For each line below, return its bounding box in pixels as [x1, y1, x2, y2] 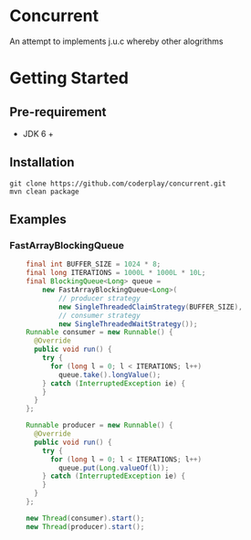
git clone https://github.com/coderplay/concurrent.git [9, 179, 226, 188]
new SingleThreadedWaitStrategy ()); [58, 319, 198, 329]
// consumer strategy [58, 311, 141, 320]
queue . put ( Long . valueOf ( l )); [58, 463, 170, 472]
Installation [9, 154, 75, 170]
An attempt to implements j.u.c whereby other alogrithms [9, 36, 224, 47]
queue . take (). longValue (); [58, 370, 162, 379]
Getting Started [9, 68, 130, 89]
